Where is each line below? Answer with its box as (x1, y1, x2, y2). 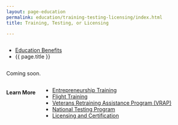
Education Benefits (14, 47, 62, 54)
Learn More (6, 89, 36, 96)
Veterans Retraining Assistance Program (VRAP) (52, 99, 172, 106)
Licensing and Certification (52, 112, 119, 120)
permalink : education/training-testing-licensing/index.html (6, 14, 163, 20)
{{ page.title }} (14, 53, 51, 60)
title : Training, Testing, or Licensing (6, 20, 109, 26)
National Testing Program (52, 106, 115, 113)
